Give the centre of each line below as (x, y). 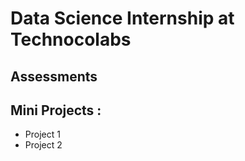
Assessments (54, 76)
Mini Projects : (56, 110)
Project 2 (43, 145)
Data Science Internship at (122, 18)
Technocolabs (71, 39)
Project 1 (42, 134)
